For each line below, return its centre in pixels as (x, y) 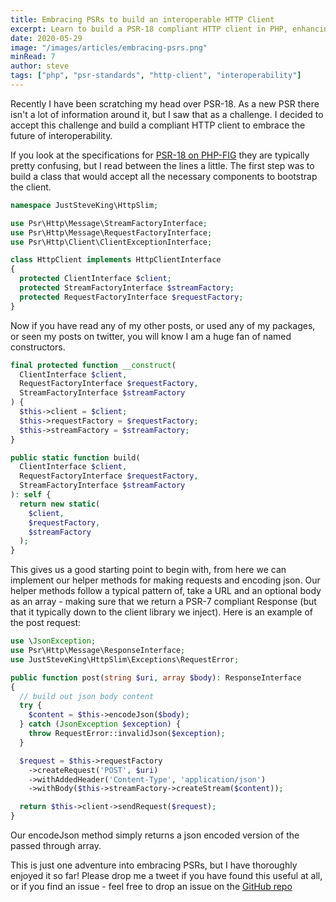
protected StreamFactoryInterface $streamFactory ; (127, 288)
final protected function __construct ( (93, 365)
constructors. (38, 347)
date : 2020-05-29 (46, 38)
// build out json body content (87, 696)
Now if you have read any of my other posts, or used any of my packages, (163, 325)
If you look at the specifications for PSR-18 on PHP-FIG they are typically (160, 155)
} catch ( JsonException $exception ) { (100, 724)
